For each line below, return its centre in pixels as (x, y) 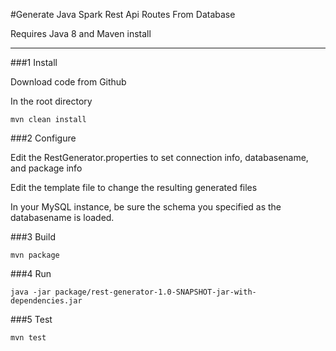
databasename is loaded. (62, 217)
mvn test (28, 338)
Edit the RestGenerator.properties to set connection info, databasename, (159, 157)
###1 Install (34, 62)
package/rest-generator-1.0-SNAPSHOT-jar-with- (155, 292)
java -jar (31, 292)
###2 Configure (43, 138)
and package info (46, 168)
